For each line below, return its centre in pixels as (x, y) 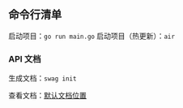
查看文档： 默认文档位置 (47, 95)
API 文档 (25, 58)
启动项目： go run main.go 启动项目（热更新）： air (92, 36)
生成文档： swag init (43, 78)
